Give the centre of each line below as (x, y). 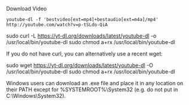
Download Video (27, 9)
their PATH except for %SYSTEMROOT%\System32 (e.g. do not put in (92, 89)
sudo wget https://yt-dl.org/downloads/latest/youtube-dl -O (80, 65)
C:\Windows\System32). (36, 96)
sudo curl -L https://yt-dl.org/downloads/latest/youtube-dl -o (81, 36)
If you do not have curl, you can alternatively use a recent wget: (84, 54)
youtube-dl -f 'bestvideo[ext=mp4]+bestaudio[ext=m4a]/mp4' (83, 20)
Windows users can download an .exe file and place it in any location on (95, 83)
